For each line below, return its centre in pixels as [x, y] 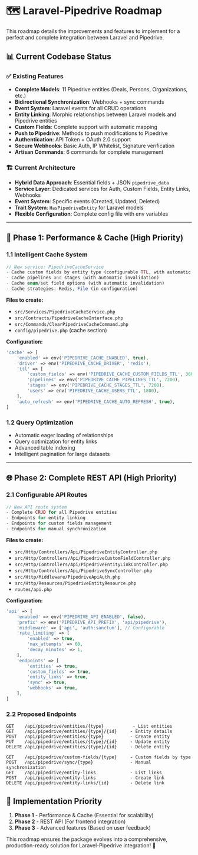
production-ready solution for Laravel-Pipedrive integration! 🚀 [81, 845]
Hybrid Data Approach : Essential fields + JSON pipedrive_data [92, 182]
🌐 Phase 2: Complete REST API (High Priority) [91, 478]
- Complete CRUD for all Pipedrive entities [62, 513]
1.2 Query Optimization [40, 422]
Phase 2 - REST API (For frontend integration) [70, 821]
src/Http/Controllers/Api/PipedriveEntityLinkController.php [91, 565]
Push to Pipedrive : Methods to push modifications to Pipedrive [91, 133]
